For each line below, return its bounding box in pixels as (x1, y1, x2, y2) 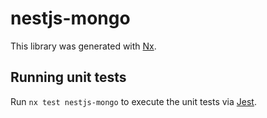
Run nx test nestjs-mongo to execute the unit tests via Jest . (10, 95, 257, 107)
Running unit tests (10, 69, 127, 86)
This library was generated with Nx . (10, 40, 157, 52)
